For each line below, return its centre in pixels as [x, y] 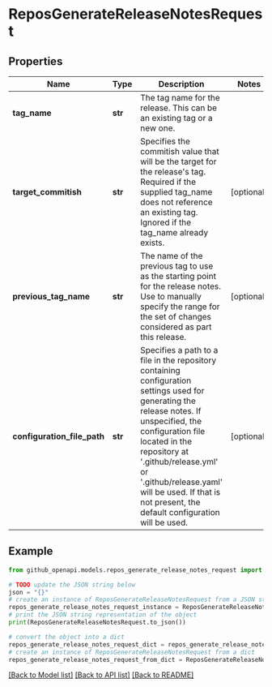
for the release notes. [181, 286]
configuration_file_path [59, 436]
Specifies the [165, 141]
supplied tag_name [176, 192]
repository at [164, 451]
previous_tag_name [51, 296]
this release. [164, 337]
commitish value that [180, 151]
